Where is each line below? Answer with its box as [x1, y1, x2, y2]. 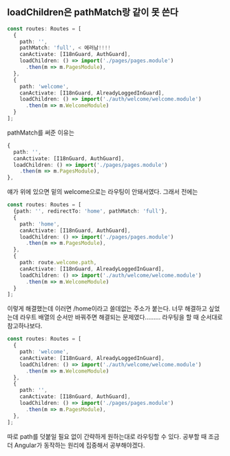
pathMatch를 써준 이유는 [7, 128, 74, 137]
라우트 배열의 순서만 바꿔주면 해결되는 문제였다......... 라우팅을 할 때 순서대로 [19, 313, 223, 321]
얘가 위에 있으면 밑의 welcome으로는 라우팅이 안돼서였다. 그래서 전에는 [7, 188, 198, 196]
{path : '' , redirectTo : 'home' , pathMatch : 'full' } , [13, 208, 168, 215]
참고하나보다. [7, 321, 43, 330]
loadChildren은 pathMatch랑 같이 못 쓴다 [7, 6, 179, 19]
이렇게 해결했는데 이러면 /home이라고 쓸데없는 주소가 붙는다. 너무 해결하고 [7, 304, 208, 313]
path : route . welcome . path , [19, 259, 97, 266]
